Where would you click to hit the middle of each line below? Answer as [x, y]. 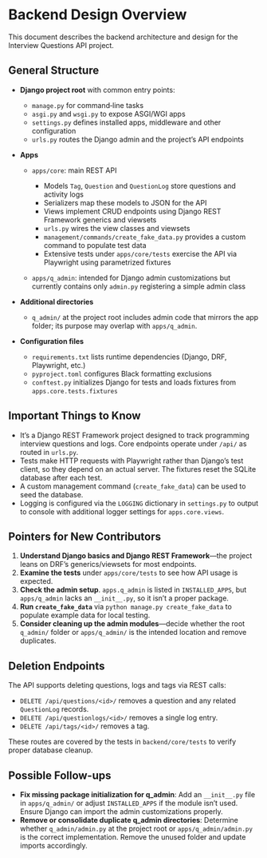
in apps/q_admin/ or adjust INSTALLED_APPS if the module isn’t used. [129, 803]
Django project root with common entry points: [97, 90]
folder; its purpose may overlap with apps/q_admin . [114, 325]
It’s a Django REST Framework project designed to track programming [134, 435]
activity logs [63, 194]
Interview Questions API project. [61, 45]
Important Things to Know [75, 416]
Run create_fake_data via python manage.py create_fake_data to [126, 607]
